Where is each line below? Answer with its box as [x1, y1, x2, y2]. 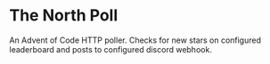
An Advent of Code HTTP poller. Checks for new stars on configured [9, 35, 261, 45]
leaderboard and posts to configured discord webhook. [9, 44, 212, 54]
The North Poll [9, 5, 119, 26]
